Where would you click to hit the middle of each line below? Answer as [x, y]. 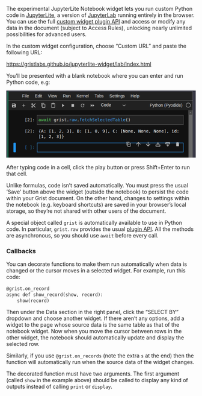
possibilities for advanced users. [47, 34]
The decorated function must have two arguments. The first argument [93, 374]
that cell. [17, 174]
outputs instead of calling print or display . [60, 387]
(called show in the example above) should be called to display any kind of [97, 380]
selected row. [23, 344]
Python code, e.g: [28, 82]
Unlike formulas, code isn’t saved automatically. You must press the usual [97, 186]
